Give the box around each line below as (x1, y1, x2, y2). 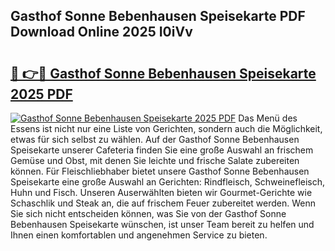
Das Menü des (238, 112, 298, 124)
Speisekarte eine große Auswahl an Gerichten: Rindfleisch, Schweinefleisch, (10, 176, 326, 188)
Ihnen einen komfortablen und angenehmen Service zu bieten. (10, 229, 268, 241)
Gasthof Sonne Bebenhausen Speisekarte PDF (10, 8, 306, 25)
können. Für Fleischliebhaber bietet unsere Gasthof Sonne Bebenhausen (10, 165, 310, 177)
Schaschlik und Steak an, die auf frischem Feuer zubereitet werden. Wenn (10, 197, 317, 209)
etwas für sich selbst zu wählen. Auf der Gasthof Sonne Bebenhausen (10, 134, 300, 145)
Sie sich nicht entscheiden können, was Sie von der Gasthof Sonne (10, 208, 287, 219)
